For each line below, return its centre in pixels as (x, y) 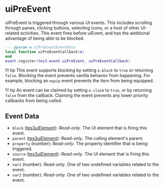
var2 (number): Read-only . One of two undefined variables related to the (85, 175)
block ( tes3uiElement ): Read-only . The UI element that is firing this (80, 128)
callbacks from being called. (34, 101)
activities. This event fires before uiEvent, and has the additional (85, 33)
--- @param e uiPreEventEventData (41, 47)
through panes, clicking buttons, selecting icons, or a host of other (72, 27)
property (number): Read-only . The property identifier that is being (80, 144)
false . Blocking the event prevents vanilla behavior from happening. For (78, 76)
